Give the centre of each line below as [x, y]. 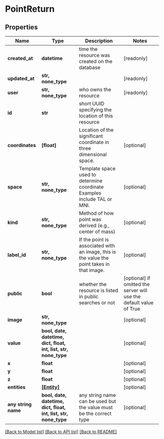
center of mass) [97, 232]
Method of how [96, 213]
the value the [94, 258]
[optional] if [137, 278]
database [90, 67]
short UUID [92, 104]
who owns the [95, 89]
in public [89, 296]
